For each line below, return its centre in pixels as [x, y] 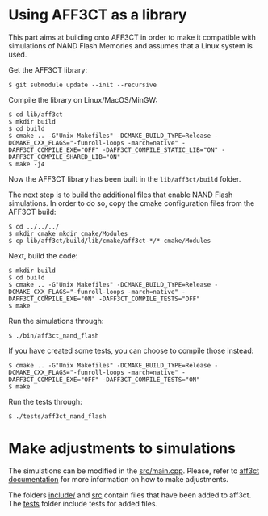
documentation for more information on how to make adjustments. [118, 479]
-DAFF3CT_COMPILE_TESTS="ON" [151, 380]
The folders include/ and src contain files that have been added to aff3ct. [130, 495]
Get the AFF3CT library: [48, 69]
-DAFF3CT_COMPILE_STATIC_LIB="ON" [160, 150]
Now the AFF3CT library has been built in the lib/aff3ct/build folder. [125, 178]
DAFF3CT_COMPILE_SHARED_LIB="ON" [65, 157]
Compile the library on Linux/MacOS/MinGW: [83, 99]
